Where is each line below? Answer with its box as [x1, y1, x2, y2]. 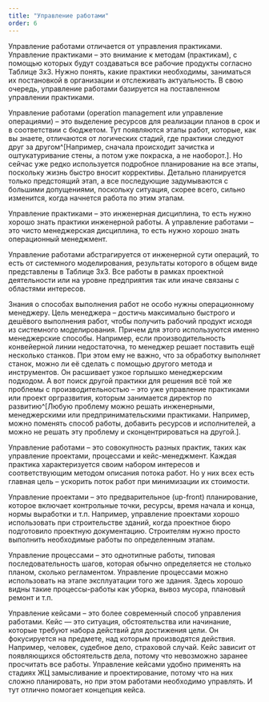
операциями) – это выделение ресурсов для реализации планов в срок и [8, 116, 260, 126]
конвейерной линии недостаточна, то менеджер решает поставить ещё [8, 341, 255, 351]
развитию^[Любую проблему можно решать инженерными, [8, 401, 215, 411]
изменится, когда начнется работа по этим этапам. [8, 193, 186, 203]
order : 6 [8, 19, 38, 27]
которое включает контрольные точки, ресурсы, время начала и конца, [8, 500, 255, 510]
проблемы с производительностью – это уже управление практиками [8, 384, 250, 393]
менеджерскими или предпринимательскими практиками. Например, [8, 409, 251, 419]
